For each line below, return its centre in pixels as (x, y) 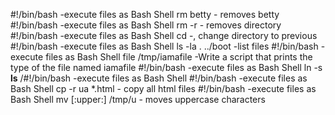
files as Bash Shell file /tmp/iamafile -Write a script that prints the (179, 57)
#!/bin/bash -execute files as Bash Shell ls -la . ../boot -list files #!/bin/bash (164, 46)
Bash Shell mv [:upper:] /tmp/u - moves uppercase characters (138, 99)
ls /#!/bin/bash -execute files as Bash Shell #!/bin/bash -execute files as (159, 78)
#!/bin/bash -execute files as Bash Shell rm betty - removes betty (145, 14)
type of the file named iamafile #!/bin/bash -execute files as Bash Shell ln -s (166, 67)
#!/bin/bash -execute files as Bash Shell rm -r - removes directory (146, 25)
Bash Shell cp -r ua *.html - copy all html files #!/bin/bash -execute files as (163, 88)
